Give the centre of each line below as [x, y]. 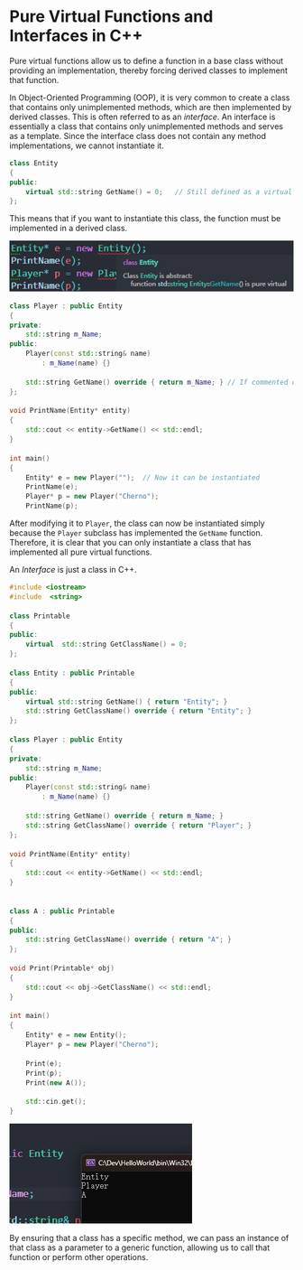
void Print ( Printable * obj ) [62, 968]
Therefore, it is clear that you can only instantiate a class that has [130, 543]
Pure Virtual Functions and [111, 17]
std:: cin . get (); [56, 1102]
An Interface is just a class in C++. [73, 570]
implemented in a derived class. [69, 229]
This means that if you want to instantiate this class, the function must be [145, 219]
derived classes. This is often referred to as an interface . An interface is [142, 117]
